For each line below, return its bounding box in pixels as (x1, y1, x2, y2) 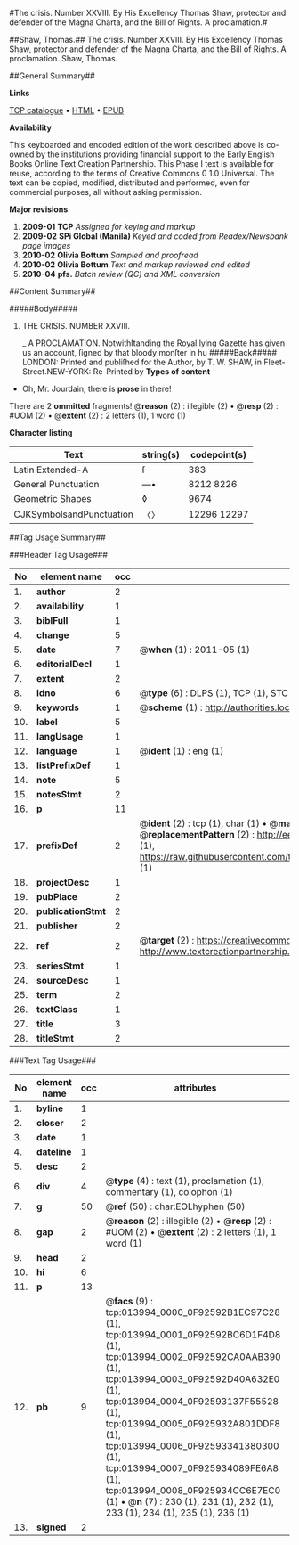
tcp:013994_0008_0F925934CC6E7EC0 (105, 1484, 281, 1496)
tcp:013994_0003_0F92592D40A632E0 (105, 1373, 280, 1385)
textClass (36, 1003, 78, 1015)
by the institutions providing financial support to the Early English (36, 149, 275, 159)
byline (36, 1102, 64, 1115)
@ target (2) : (139, 935, 195, 946)
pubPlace (36, 891, 78, 903)
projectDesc (36, 877, 90, 888)
